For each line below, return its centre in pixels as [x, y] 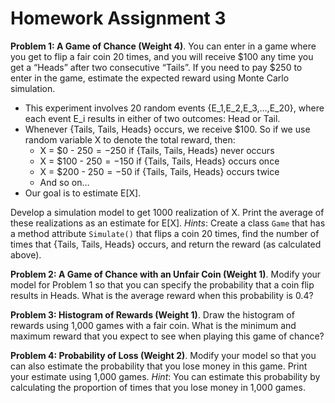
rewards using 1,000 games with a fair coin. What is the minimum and [153, 325]
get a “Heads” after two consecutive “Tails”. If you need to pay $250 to [156, 67]
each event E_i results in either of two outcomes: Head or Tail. [152, 118]
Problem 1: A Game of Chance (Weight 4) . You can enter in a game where [163, 46]
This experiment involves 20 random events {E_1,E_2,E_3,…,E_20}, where [174, 108]
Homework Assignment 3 [118, 18]
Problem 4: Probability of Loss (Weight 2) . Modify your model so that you [163, 355]
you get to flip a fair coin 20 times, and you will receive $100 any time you [162, 56]
